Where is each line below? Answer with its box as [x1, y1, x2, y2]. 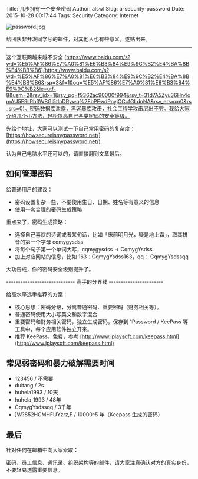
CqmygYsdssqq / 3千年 [14, 403, 72, 410]
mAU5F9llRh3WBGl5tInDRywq [6, 98, 80, 105]
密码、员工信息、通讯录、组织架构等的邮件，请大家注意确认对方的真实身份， [6, 459, 192, 466]
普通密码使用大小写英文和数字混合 [14, 310, 98, 318]
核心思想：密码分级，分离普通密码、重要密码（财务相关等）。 [14, 303, 162, 310]
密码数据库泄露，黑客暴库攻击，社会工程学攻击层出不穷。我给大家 [29, 105, 190, 112]
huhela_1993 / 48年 [14, 396, 62, 403]
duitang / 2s [14, 381, 44, 389]
